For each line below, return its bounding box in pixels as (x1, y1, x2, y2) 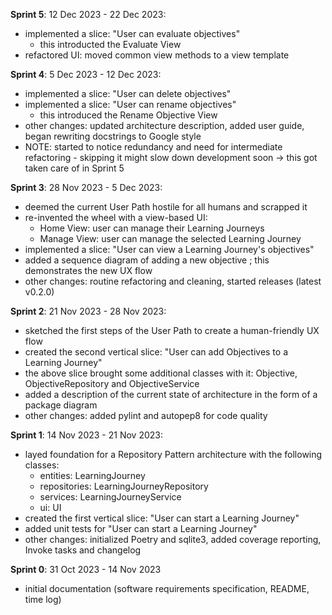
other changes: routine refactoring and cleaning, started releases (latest (24, 275, 322, 287)
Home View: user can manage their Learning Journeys (39, 222, 265, 234)
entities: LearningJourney (39, 470, 146, 481)
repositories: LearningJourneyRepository (39, 480, 209, 492)
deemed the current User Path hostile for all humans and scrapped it (24, 201, 308, 213)
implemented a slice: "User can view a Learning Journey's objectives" (24, 244, 315, 255)
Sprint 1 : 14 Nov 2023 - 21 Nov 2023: (10, 429, 163, 441)
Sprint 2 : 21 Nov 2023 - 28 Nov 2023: (10, 305, 167, 317)
